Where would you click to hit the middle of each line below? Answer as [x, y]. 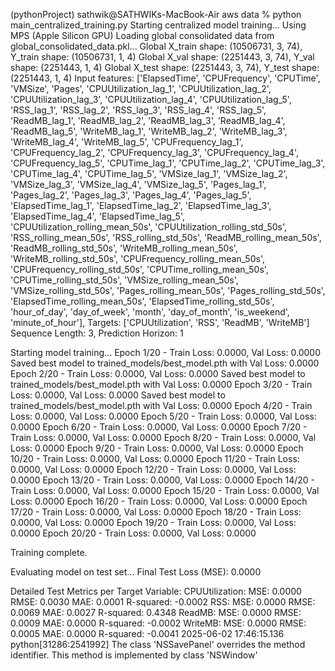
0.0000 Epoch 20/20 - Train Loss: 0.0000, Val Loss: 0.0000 [133, 533]
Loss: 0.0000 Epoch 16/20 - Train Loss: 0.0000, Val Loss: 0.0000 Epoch [159, 501]
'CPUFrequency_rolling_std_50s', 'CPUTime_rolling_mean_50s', [139, 269]
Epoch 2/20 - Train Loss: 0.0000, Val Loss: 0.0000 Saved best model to [158, 373]
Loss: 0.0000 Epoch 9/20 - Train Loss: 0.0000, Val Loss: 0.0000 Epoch [157, 448]
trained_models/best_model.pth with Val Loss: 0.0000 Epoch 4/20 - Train [161, 405]
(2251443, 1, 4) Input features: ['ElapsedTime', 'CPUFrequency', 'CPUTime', [165, 78]
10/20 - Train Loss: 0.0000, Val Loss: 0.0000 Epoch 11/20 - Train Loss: [155, 458]
